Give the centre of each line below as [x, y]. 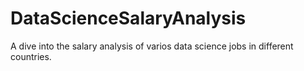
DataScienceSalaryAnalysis [128, 18]
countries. [31, 56]
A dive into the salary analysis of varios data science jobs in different [152, 46]
